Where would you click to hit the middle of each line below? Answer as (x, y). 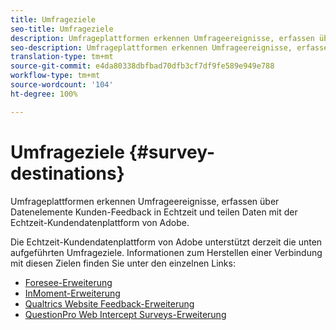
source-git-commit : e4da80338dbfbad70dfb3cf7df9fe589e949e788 (142, 66)
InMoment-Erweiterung (72, 293)
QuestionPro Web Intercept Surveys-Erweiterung (125, 314)
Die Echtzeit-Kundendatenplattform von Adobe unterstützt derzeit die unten (166, 242)
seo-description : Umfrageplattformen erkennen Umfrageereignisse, (151, 47)
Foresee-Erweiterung (68, 282)
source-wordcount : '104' (62, 85)
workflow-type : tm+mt (55, 76)
